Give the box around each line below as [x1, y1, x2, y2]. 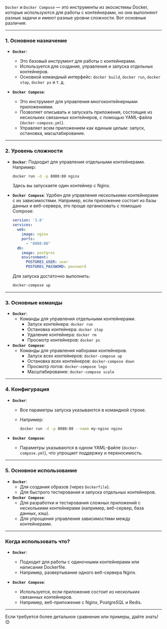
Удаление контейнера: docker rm [27, 332, 97, 338]
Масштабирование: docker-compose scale [27, 369, 114, 375]
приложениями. [19, 104, 54, 110]
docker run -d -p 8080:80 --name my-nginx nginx [19, 426, 123, 431]
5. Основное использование [5, 467, 78, 474]
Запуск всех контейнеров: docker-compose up [27, 353, 122, 359]
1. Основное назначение [5, 37, 68, 44]
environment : [21, 255, 49, 260]
